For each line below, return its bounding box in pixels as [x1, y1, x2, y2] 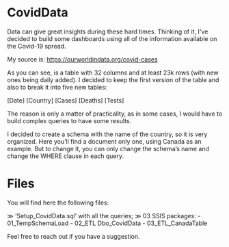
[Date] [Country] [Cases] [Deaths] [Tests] [7, 96, 124, 104]
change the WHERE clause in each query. [7, 152, 124, 160]
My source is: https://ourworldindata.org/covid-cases [7, 55, 159, 63]
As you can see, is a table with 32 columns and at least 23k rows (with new [7, 68, 219, 77]
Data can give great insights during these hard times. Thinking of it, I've [7, 27, 208, 36]
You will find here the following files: [7, 198, 109, 207]
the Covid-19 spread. [7, 42, 66, 50]
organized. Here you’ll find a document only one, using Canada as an [7, 137, 202, 145]
